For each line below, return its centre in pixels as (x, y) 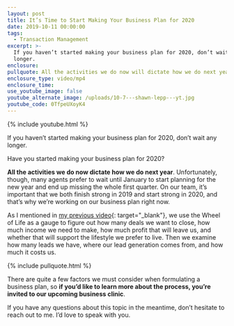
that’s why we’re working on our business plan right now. (89, 201)
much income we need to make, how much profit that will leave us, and (109, 230)
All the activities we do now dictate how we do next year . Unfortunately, (112, 172)
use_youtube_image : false (45, 91)
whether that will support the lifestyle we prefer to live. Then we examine (112, 237)
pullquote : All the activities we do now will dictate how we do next (112, 72)
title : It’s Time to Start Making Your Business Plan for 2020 (101, 20)
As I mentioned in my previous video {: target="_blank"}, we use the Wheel (114, 215)
